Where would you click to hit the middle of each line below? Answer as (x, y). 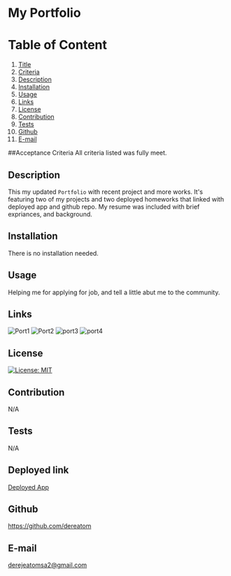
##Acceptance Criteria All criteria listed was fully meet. (87, 153)
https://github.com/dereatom (50, 526)
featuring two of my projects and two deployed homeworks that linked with (116, 199)
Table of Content (58, 45)
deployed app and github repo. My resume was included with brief (104, 207)
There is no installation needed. (53, 253)
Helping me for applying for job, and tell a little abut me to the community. (114, 292)
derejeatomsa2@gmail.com (48, 565)
